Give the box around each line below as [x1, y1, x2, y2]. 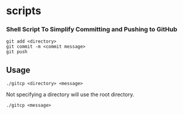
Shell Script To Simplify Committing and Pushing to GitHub [6, 25, 178, 34]
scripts [6, 4, 41, 18]
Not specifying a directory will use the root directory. [6, 91, 135, 98]
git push [6, 49, 28, 55]
